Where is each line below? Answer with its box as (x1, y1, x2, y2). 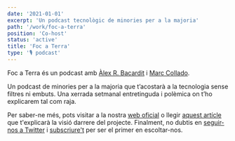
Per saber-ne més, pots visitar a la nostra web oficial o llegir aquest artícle (7, 110, 222, 119)
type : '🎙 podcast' (7, 50, 61, 57)
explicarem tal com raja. (7, 97, 77, 105)
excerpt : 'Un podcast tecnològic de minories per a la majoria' (7, 17, 199, 24)
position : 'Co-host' (7, 29, 68, 37)
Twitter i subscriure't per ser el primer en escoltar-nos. (24, 126, 183, 134)
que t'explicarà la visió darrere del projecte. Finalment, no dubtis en (7, 118, 202, 126)
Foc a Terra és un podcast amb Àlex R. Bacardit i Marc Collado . (7, 68, 190, 77)
